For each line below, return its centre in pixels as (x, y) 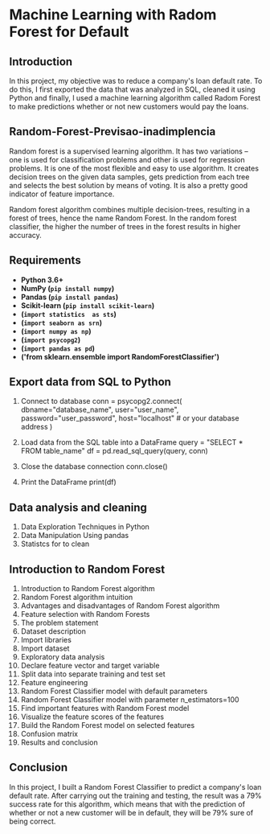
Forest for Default (69, 32)
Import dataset (45, 648)
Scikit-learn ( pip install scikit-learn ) (88, 305)
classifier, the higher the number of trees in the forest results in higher (125, 226)
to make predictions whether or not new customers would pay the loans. (129, 107)
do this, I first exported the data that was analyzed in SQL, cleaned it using (132, 89)
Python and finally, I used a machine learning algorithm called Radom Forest (135, 98)
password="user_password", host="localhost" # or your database (130, 418)
